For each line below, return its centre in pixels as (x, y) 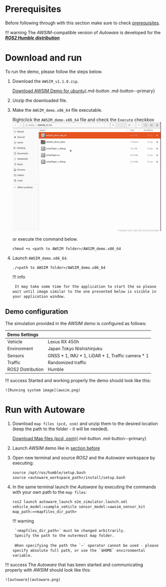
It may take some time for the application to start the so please (85, 286)
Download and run (44, 58)
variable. (22, 555)
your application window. (39, 296)
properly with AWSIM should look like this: (48, 570)
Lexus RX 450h (63, 342)
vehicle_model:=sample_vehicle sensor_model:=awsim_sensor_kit (79, 507)
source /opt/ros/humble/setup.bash (49, 472)
